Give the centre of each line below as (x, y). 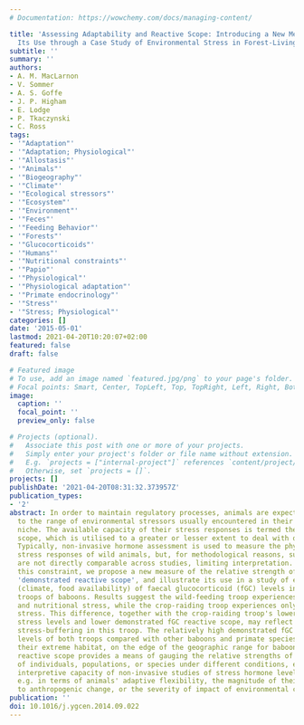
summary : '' (32, 60)
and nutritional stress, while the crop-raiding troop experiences (147, 606)
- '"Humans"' (34, 253)
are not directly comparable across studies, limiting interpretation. (156, 563)
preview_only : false (56, 421)
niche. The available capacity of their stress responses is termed (149, 529)
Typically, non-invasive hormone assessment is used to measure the (149, 547)
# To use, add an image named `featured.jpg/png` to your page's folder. (152, 378)
